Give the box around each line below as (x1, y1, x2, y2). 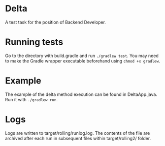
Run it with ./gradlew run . (5, 96, 58, 102)
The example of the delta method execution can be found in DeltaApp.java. (5, 91, 158, 97)
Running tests (5, 36, 64, 48)
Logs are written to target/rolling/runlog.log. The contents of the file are (5, 130, 150, 136)
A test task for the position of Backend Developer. (5, 19, 106, 25)
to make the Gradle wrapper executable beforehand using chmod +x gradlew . (5, 58, 160, 64)
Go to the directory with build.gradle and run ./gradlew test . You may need (5, 53, 159, 58)
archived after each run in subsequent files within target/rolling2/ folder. (5, 135, 151, 141)
